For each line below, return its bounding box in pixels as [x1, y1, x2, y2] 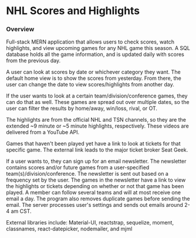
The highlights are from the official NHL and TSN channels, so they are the [6, 116, 187, 123]
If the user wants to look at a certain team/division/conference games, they [6, 92, 188, 99]
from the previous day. [6, 57, 61, 64]
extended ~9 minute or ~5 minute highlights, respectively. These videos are [6, 122, 189, 130]
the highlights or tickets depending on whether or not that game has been [6, 183, 184, 190]
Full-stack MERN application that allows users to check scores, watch [6, 38, 175, 45]
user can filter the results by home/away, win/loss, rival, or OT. [6, 105, 157, 112]
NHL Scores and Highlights [6, 4, 140, 18]
